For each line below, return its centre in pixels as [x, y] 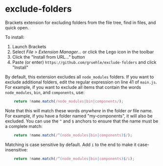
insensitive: [17, 149]
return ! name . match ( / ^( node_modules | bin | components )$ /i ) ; [74, 159]
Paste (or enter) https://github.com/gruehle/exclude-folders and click [84, 62]
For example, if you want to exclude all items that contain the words [73, 87]
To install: [15, 37]
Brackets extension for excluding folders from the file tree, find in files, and [81, 22]
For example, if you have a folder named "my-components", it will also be [79, 116]
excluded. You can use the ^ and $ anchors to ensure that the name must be [82, 121]
